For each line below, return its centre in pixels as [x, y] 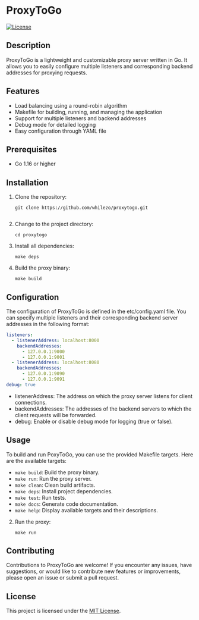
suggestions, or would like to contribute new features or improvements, [94, 571]
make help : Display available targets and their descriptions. [86, 510]
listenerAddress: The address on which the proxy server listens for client [104, 396]
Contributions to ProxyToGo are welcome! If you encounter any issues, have [99, 565]
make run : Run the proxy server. [53, 478]
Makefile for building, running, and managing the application [89, 112]
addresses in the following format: [48, 324]
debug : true [21, 384]
